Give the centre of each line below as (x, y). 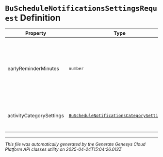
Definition (40, 18)
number (76, 68)
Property (36, 33)
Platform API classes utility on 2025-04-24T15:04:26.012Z (64, 149)
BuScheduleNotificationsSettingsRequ (81, 8)
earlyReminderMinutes (33, 68)
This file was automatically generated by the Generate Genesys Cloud (75, 144)
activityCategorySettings (36, 115)
